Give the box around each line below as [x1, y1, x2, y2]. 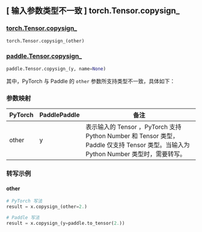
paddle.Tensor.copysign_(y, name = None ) [6, 66, 106, 72]
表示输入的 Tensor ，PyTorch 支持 [85, 123, 182, 131]
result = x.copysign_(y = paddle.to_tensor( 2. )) [6, 220, 125, 226]
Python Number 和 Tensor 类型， [85, 132, 179, 140]
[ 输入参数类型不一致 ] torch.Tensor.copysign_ [6, 5, 180, 16]
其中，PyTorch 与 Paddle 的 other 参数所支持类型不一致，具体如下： [6, 77, 176, 84]
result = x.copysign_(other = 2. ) [6, 204, 87, 210]
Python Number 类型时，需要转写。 [85, 150, 186, 158]
